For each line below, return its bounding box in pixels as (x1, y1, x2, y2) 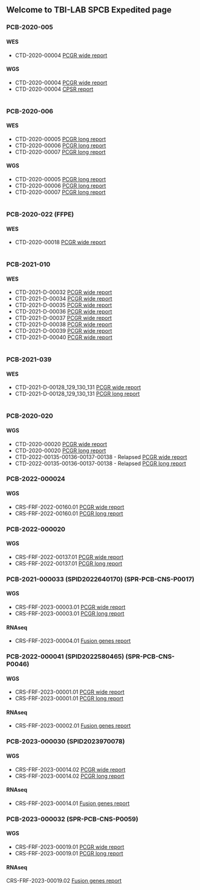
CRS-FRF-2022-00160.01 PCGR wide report (15, 503, 124, 510)
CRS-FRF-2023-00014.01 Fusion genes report (15, 800, 130, 807)
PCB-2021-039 (6, 355, 52, 364)
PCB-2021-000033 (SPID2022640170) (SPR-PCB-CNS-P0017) (6, 575, 195, 583)
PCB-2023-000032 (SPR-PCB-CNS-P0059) (6, 815, 139, 823)
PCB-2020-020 (6, 412, 53, 420)
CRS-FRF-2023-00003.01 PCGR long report (15, 609, 125, 617)
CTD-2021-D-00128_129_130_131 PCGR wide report (15, 384, 141, 391)
